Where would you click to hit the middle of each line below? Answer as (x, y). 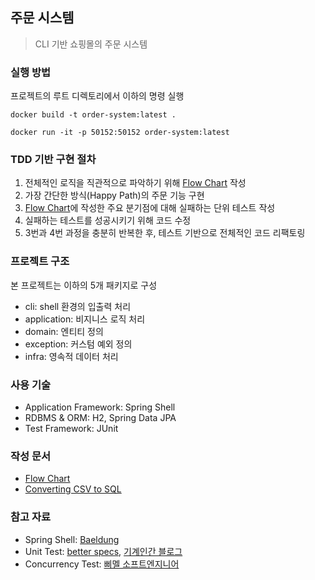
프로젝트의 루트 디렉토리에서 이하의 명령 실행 (97, 96)
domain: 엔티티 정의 (64, 331)
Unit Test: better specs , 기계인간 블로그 (103, 551)
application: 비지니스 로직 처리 (85, 319)
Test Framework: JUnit (71, 428)
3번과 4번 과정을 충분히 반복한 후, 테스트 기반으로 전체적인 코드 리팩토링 (165, 233)
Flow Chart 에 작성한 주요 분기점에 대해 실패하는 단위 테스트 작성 (150, 208)
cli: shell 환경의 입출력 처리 (78, 306)
